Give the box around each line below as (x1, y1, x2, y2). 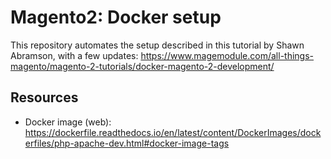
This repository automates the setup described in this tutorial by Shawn (10, 39, 305, 51)
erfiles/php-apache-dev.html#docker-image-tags (24, 137, 230, 149)
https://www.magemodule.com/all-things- (140, 49, 315, 61)
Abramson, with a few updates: (10, 49, 139, 61)
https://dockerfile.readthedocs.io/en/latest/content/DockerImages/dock (24, 126, 322, 138)
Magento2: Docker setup (10, 6, 222, 29)
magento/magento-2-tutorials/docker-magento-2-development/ (10, 60, 275, 72)
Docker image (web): (24, 116, 112, 128)
